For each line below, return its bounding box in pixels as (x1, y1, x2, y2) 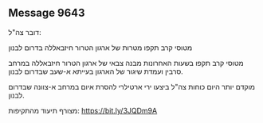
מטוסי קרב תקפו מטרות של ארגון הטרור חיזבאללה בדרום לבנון (8, 43, 193, 52)
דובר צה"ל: (8, 27, 41, 37)
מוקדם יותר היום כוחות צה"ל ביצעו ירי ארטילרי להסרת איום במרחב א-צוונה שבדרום (8, 82, 255, 91)
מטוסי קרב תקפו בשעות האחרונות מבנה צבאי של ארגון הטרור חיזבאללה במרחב (8, 58, 245, 67)
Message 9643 (8, 6, 85, 20)
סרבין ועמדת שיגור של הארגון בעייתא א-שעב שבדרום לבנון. (8, 67, 183, 76)
